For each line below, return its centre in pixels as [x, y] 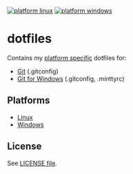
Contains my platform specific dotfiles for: [67, 58]
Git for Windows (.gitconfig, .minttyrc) [71, 78]
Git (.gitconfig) [38, 71]
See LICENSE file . [32, 163]
